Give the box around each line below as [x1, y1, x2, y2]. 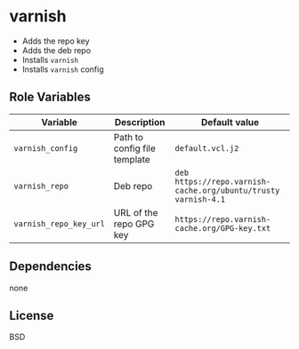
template [113, 153, 151, 165]
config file [113, 142, 156, 155]
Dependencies [9, 259, 92, 274]
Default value [201, 115, 260, 128]
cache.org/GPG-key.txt [174, 223, 271, 233]
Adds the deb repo [21, 44, 92, 55]
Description [114, 115, 166, 128]
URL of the [113, 206, 158, 218]
